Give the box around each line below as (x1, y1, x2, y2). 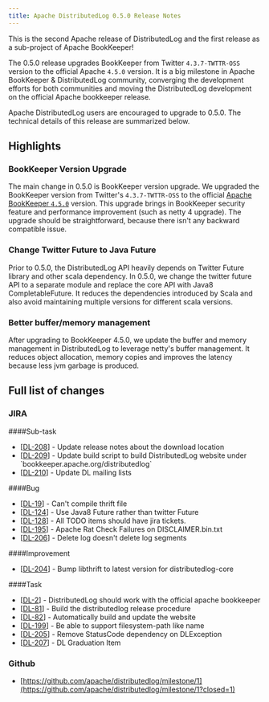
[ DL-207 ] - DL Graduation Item (19, 638, 121, 647)
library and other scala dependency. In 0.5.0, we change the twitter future (8, 271, 252, 281)
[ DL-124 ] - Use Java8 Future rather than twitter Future (19, 507, 199, 516)
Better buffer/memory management (8, 316, 151, 328)
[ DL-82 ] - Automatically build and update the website (19, 612, 197, 622)
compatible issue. (8, 224, 67, 234)
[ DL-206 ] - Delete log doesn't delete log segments (19, 533, 187, 542)
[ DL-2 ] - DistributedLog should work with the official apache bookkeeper (19, 595, 261, 605)
